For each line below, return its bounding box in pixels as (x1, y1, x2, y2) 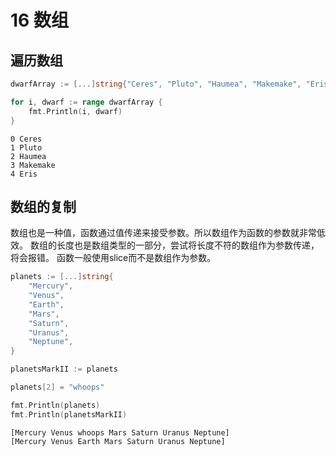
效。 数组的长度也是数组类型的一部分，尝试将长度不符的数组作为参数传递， (10, 239, 320, 251)
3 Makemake (10, 160, 56, 170)
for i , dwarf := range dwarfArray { (10, 97, 163, 107)
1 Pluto (10, 142, 43, 153)
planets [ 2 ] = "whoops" (10, 382, 105, 393)
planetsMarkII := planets (10, 364, 118, 375)
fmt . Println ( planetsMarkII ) (10, 409, 128, 420)
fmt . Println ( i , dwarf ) (28, 106, 123, 116)
